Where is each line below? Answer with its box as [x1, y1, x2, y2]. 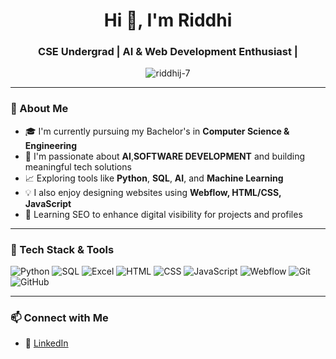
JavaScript [24, 197, 72, 209]
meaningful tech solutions [24, 160, 132, 173]
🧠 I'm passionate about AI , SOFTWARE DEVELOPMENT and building [24, 150, 306, 162]
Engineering [24, 139, 78, 151]
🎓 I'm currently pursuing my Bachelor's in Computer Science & [24, 125, 290, 137]
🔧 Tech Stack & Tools [10, 242, 115, 256]
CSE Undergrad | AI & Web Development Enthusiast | [38, 45, 298, 59]
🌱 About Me [10, 102, 69, 116]
